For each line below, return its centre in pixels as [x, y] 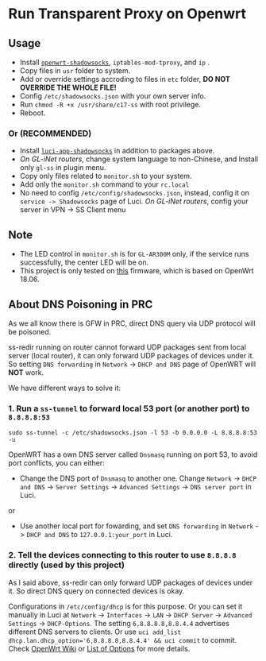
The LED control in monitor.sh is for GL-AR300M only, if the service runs [134, 254]
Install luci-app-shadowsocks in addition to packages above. [117, 151]
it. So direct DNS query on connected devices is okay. [96, 591]
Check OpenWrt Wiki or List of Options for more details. [99, 648]
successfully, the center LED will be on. [84, 262]
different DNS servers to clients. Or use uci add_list [94, 632]
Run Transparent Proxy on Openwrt [127, 14]
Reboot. [33, 113]
